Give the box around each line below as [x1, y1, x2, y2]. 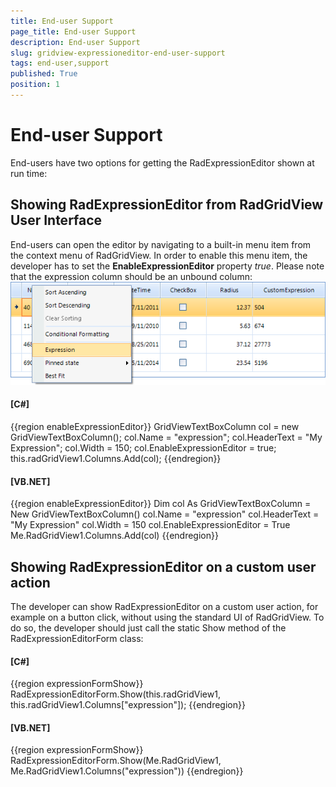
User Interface [10, 212, 103, 229]
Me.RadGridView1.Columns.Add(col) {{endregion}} [10, 530, 219, 542]
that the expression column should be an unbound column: [10, 270, 253, 282]
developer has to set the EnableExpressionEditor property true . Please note [10, 260, 325, 272]
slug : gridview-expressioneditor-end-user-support [10, 48, 226, 58]
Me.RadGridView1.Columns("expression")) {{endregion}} [10, 765, 244, 777]
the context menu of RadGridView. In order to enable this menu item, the [10, 249, 308, 261]
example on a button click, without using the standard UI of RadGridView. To [10, 611, 325, 623]
